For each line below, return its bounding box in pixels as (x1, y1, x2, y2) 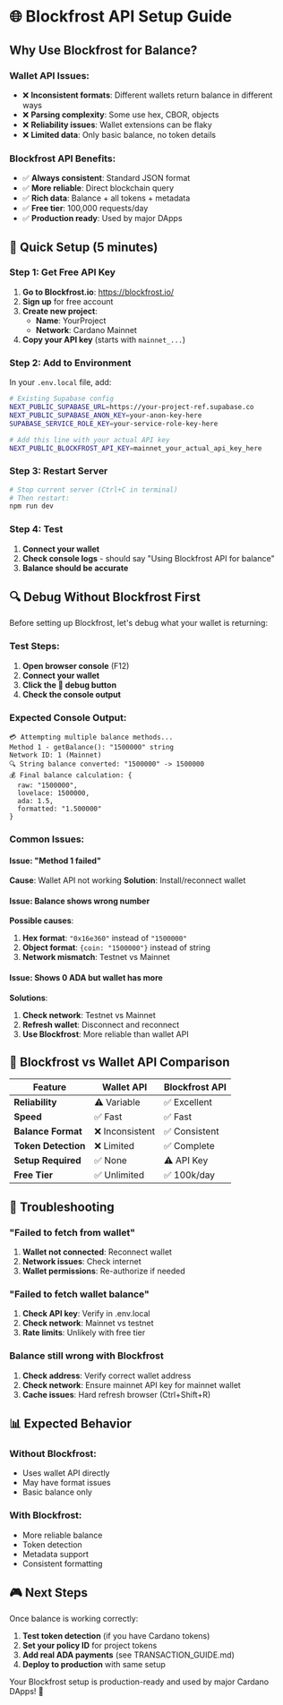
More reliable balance (21, 1529, 103, 1540)
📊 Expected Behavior (9, 1417, 133, 1432)
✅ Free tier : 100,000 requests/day (21, 203, 149, 214)
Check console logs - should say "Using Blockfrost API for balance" (21, 553, 275, 563)
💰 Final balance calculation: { (9, 771, 133, 780)
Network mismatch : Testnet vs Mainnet (21, 952, 170, 963)
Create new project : (21, 305, 99, 316)
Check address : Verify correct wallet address (21, 1370, 192, 1381)
